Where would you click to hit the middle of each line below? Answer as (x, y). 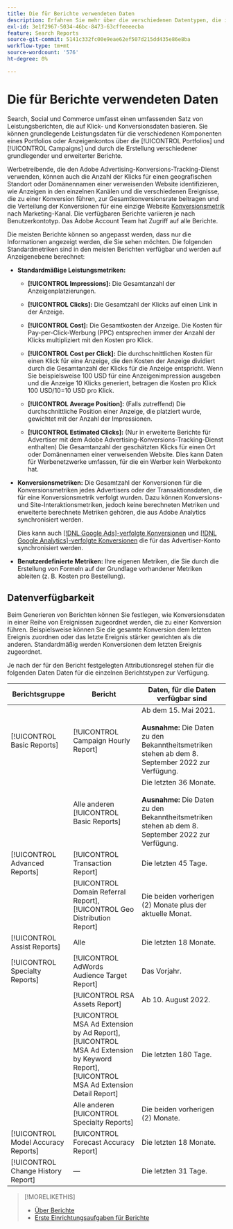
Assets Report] (97, 1004)
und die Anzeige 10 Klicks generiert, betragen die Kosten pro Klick (122, 383)
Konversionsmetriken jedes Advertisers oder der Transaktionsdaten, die (120, 490)
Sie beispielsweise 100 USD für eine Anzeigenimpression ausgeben (124, 376)
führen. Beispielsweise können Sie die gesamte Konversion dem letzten (109, 629)
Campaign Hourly (101, 740)
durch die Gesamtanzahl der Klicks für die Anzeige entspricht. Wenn (125, 368)
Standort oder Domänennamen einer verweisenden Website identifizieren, (113, 184)
